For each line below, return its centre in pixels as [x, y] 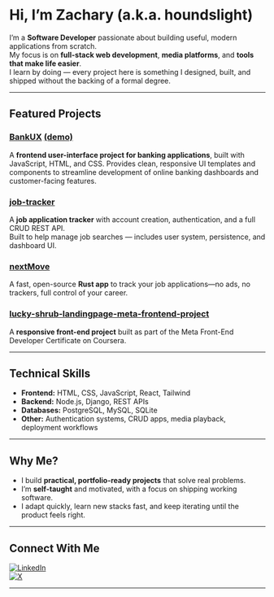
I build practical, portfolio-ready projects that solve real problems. [133, 481]
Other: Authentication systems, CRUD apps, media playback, [123, 419]
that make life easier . [46, 63]
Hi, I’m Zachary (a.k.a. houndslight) [131, 15]
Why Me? [34, 461]
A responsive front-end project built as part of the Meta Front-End [122, 332]
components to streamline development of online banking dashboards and [134, 172]
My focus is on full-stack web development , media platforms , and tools [132, 54]
